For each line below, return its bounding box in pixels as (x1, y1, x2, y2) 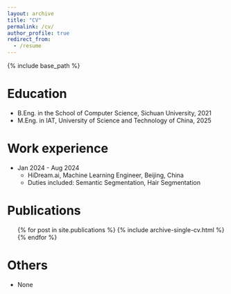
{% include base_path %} (7, 62, 80, 70)
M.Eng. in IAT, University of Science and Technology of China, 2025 (17, 116, 212, 124)
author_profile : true (7, 29, 70, 37)
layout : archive (7, 10, 54, 17)
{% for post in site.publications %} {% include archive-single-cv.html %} (17, 225, 225, 234)
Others (7, 258, 49, 273)
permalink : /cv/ (7, 23, 54, 30)
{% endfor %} (17, 233, 58, 241)
